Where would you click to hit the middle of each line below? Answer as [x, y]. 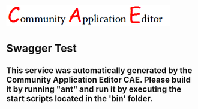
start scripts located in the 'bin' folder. [79, 99]
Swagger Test [41, 48]
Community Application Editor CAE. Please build [98, 80]
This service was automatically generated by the [99, 70]
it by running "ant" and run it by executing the [94, 89]
